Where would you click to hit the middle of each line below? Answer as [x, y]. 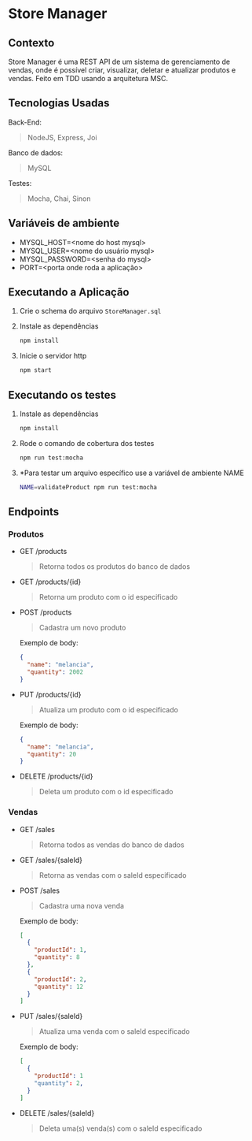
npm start [36, 370]
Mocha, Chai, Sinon [59, 199]
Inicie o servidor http [53, 356]
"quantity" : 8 [57, 957]
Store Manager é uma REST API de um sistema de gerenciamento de [119, 61]
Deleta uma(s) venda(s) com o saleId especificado [121, 1128]
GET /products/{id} [50, 582]
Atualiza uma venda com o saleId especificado [114, 1031]
